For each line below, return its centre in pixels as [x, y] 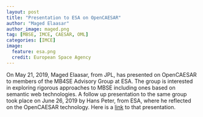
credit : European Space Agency [52, 57]
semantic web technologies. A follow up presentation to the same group [97, 94]
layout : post [23, 12]
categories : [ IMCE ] [31, 40]
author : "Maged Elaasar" [38, 23]
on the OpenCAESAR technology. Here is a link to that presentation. [91, 107]
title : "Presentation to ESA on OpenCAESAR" [64, 18]
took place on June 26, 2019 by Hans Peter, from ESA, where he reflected [99, 101]
